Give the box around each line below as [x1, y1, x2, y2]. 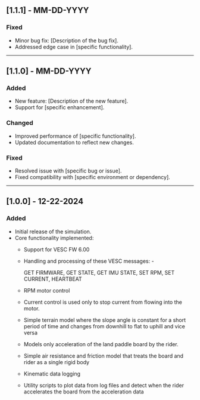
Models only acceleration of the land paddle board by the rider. [23, 340, 179, 347]
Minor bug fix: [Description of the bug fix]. [14, 36, 119, 44]
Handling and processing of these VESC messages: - [23, 257, 154, 264]
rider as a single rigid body [23, 358, 90, 365]
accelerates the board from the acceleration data [23, 388, 144, 395]
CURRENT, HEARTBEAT [23, 275, 82, 282]
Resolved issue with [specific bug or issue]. [14, 167, 122, 174]
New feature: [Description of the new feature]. [14, 97, 129, 104]
